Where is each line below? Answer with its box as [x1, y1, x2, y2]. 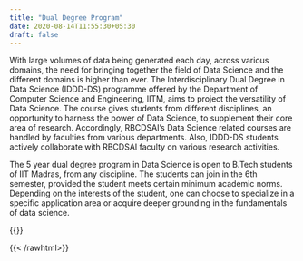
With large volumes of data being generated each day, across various [9, 55, 269, 66]
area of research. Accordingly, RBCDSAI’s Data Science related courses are [9, 122, 292, 133]
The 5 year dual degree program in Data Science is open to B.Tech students [9, 159, 293, 170]
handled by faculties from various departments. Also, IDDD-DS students [9, 132, 279, 143]
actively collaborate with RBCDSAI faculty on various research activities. [9, 141, 280, 152]
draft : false [9, 30, 59, 39]
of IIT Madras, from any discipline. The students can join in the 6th [9, 169, 258, 179]
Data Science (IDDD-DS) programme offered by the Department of [9, 83, 259, 95]
